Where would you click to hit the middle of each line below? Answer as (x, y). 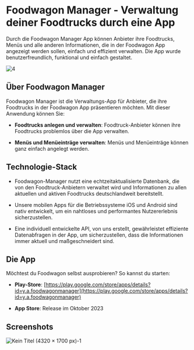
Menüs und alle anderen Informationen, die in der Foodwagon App (86, 45)
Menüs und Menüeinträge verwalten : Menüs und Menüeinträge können (101, 142)
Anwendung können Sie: (36, 113)
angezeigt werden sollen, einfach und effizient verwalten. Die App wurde (94, 51)
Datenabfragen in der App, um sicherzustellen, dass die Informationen (99, 235)
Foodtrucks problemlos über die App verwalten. (72, 131)
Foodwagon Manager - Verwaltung (92, 10)
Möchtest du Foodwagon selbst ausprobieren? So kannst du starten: (88, 273)
